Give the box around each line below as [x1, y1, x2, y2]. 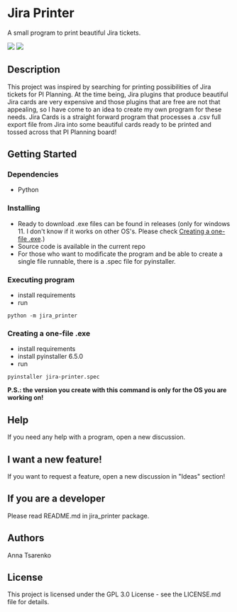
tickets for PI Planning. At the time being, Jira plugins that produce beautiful [7, 90, 228, 99]
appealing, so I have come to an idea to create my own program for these [7, 105, 222, 113]
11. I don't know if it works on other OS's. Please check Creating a [17, 227, 210, 235]
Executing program [7, 274, 75, 284]
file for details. [7, 598, 50, 606]
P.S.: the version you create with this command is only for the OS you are [7, 386, 227, 394]
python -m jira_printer [7, 312, 78, 320]
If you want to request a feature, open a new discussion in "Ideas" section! [7, 472, 226, 480]
